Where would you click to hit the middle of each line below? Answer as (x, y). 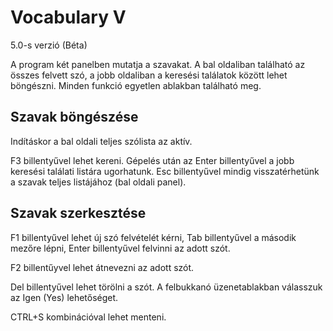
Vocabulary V (68, 17)
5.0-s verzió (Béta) (49, 45)
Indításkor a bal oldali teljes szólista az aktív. (101, 141)
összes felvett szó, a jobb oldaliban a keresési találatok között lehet (149, 75)
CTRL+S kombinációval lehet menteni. (88, 317)
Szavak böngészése (74, 117)
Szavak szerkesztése (78, 213)
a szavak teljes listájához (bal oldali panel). (98, 182)
